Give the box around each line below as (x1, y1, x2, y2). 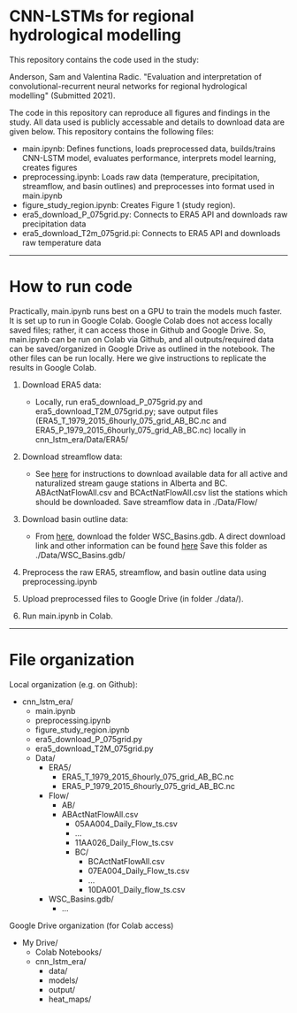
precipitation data (21, 219, 87, 229)
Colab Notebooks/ (34, 947, 103, 957)
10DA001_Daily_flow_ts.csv (88, 884, 186, 894)
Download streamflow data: (21, 451, 123, 462)
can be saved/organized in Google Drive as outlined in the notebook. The (9, 343, 276, 354)
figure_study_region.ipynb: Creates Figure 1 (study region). (21, 199, 236, 210)
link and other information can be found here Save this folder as (34, 540, 268, 550)
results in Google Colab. (9, 362, 97, 372)
